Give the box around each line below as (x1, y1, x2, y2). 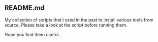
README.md (4, 4, 45, 12)
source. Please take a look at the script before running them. (4, 22, 127, 28)
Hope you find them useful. (4, 31, 60, 37)
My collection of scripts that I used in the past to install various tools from (4, 17, 154, 22)
